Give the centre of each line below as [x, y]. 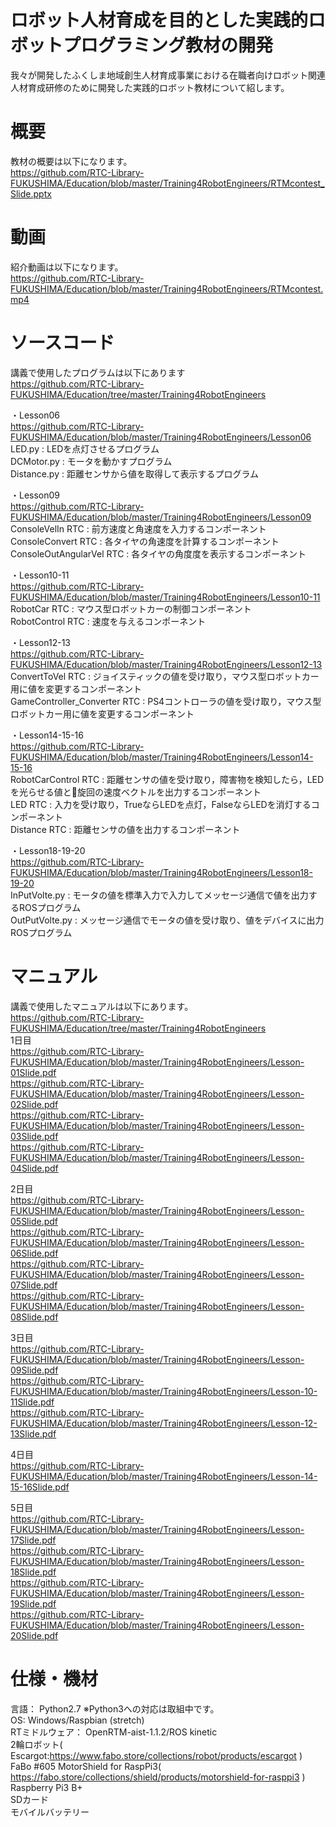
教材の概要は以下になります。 [71, 161]
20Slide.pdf [34, 1635]
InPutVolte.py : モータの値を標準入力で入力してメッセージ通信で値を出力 [159, 895]
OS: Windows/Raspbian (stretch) [77, 1720]
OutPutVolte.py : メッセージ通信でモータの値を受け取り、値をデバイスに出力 [167, 920]
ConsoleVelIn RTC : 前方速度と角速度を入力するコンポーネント [138, 528]
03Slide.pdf [34, 1136]
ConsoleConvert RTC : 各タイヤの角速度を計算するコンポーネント [145, 541]
